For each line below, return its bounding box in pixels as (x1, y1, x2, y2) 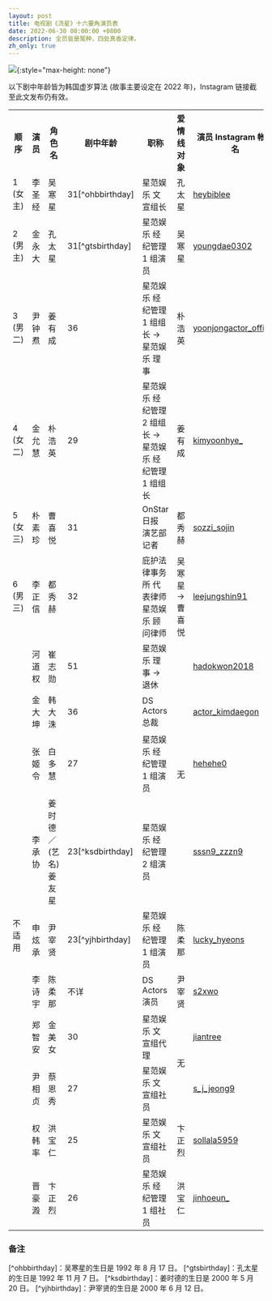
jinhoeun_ (193, 1192, 230, 1204)
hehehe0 (193, 758, 227, 770)
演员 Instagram (197, 131, 256, 143)
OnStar (142, 504, 169, 515)
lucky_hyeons (193, 934, 245, 945)
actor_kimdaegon (193, 706, 259, 718)
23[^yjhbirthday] (67, 934, 131, 945)
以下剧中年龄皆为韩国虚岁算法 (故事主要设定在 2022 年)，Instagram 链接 (8, 82, 250, 92)
